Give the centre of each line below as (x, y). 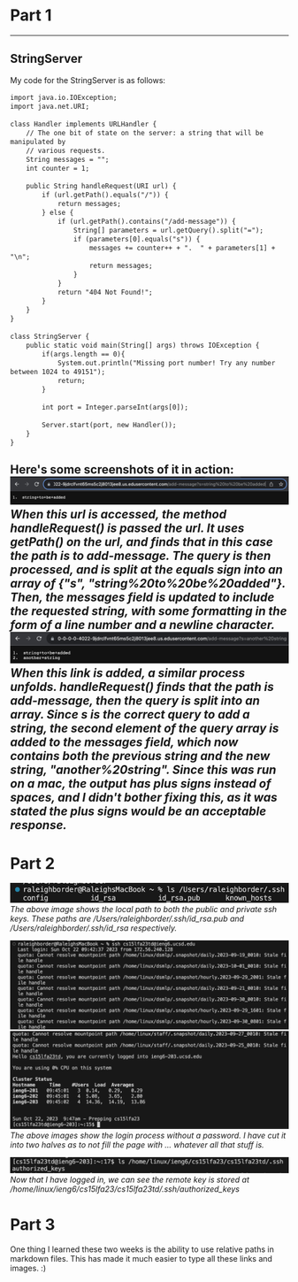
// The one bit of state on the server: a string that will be (145, 133)
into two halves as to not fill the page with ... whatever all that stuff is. (137, 1144)
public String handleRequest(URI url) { (101, 186)
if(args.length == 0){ (84, 354)
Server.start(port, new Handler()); (109, 425)
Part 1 (31, 15)
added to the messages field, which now (124, 743)
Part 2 (33, 863)
